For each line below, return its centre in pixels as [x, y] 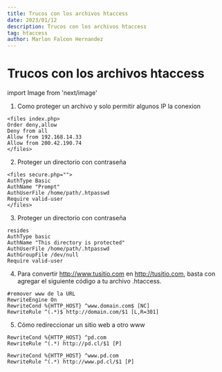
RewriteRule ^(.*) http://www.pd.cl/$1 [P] [71, 362]
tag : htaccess [28, 33]
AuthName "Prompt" [34, 187]
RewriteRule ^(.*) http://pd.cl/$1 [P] [65, 344]
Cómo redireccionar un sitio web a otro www [81, 325]
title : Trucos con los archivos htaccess [68, 14]
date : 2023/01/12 [32, 20]
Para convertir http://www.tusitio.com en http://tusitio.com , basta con [116, 274]
